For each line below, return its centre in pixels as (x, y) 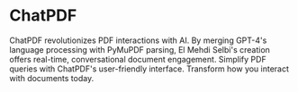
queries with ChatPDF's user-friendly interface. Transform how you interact (149, 69)
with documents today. (52, 78)
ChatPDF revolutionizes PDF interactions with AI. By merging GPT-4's (138, 40)
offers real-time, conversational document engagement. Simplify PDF (138, 59)
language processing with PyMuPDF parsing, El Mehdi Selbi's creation (140, 49)
